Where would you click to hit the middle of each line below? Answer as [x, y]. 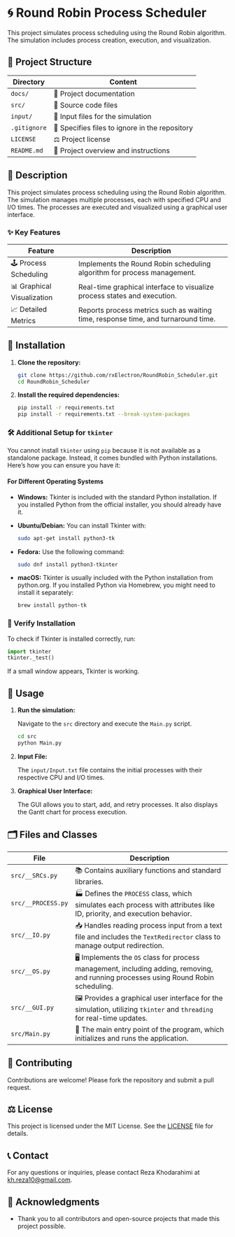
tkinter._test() [31, 658]
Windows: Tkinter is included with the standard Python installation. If [117, 497]
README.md [27, 150]
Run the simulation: [46, 710]
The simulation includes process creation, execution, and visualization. [109, 40]
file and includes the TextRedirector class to [148, 937]
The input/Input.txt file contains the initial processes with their [110, 770]
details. [18, 1133]
